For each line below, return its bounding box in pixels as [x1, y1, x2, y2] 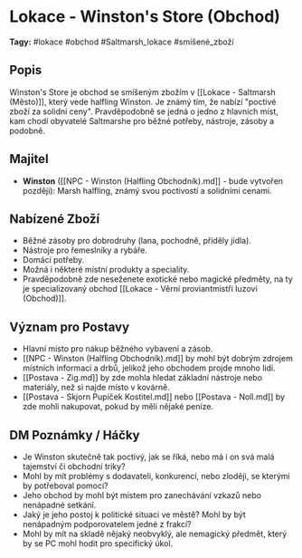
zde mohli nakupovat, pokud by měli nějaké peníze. [22, 401, 214, 412]
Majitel [9, 151, 49, 167]
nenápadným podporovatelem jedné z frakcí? [22, 519, 192, 529]
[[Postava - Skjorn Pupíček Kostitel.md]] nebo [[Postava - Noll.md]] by [22, 391, 286, 402]
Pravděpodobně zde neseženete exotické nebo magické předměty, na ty [22, 274, 294, 284]
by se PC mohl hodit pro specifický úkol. [22, 538, 174, 549]
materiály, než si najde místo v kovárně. [22, 382, 170, 393]
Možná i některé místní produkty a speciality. [22, 265, 190, 275]
